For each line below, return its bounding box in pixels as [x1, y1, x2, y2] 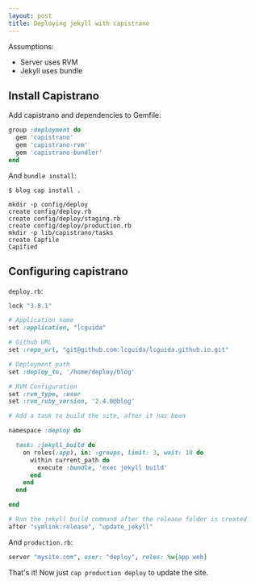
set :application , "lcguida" [8, 324, 107, 332]
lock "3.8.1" [8, 302, 52, 310]
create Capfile [8, 236, 60, 244]
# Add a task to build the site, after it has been [8, 412, 186, 420]
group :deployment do [8, 126, 82, 134]
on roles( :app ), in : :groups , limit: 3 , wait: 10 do [23, 449, 204, 457]
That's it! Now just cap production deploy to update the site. [8, 567, 209, 577]
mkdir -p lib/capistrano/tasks [8, 228, 114, 236]
